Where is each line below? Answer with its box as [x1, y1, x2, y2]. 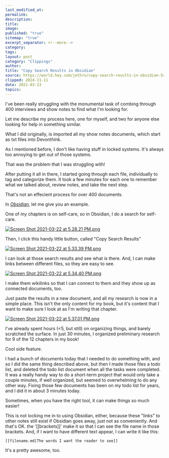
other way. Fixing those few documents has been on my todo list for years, [5, 382, 160, 388]
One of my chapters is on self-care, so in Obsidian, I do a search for [5, 211, 146, 217]
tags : [5, 49, 17, 54]
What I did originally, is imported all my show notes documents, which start [5, 131, 161, 137]
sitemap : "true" [5, 36, 39, 41]
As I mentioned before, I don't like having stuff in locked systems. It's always [5, 146, 164, 152]
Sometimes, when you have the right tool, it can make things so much [5, 397, 149, 403]
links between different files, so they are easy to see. [5, 260, 115, 267]
